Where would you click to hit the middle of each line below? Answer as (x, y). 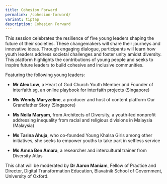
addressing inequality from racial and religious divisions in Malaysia (82, 120)
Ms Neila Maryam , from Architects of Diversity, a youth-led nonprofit (84, 115)
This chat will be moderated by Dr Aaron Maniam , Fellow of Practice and (81, 166)
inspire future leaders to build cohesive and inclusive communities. (74, 65)
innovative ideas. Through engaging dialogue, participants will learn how (80, 49)
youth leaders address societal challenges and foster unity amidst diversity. (83, 54)
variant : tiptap (22, 19)
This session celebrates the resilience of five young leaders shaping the (80, 38)
